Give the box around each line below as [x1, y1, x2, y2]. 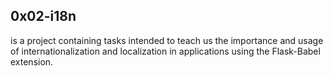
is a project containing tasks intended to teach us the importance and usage [10, 34, 324, 46]
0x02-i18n [10, 8, 77, 25]
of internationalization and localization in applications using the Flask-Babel [10, 45, 321, 57]
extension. [10, 55, 54, 68]
